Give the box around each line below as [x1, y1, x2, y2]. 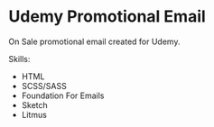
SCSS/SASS [21, 80, 67, 91]
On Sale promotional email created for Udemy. [8, 36, 181, 47]
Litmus [21, 109, 47, 120]
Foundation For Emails [21, 90, 105, 101]
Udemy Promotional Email [8, 6, 207, 27]
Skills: [8, 53, 31, 64]
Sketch [21, 99, 49, 110]
